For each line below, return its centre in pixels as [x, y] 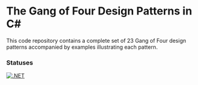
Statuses [20, 63]
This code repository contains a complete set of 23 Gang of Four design [96, 40]
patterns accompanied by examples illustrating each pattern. [82, 47]
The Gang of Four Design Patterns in [99, 11]
